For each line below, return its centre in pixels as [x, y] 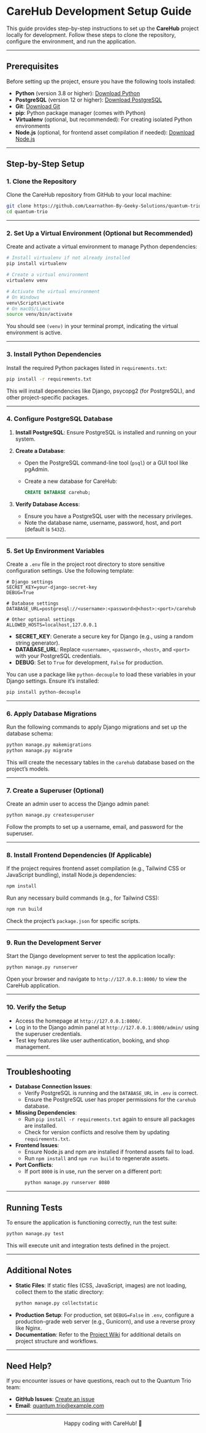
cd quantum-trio [27, 212]
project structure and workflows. [56, 1341]
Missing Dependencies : [46, 1113]
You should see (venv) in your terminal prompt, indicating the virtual [92, 326]
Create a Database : [40, 450]
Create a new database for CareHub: [71, 481]
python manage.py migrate [39, 751]
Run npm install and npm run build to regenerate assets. [97, 1158]
